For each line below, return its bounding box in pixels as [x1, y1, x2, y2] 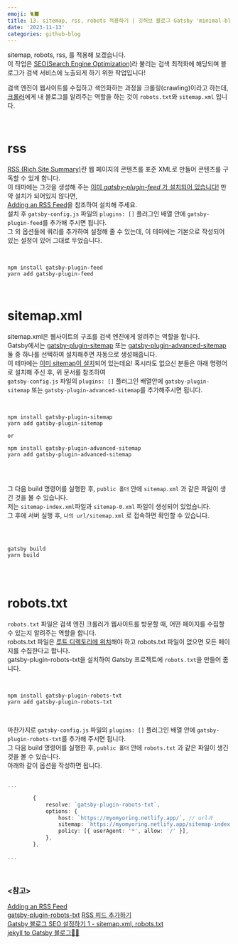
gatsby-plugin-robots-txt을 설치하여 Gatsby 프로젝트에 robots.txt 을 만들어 [7, 656, 222, 664]
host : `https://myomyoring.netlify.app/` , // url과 [58, 814, 213, 822]
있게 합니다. [28, 174, 60, 182]
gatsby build [7, 545, 46, 552]
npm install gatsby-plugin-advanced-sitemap [7, 445, 141, 452]
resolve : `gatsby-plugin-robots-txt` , [45, 801, 161, 808]
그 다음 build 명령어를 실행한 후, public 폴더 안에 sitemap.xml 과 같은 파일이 [7, 485, 219, 493]
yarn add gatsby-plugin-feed [7, 271, 94, 278]
